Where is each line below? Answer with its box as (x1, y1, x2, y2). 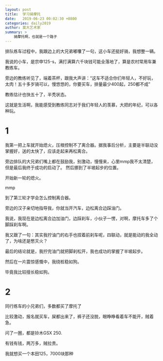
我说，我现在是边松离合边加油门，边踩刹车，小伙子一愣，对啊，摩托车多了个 (5, 215, 158, 221)
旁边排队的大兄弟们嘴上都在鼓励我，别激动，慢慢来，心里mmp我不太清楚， (5, 158, 156, 164)
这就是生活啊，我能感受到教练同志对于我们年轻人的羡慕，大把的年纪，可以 (5, 102, 154, 108)
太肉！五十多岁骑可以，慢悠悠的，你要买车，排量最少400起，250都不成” (5, 81, 150, 87)
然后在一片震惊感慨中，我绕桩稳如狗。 (5, 259, 81, 265)
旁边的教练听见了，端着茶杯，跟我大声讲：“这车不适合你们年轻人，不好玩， (5, 75, 156, 81)
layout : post (5, 7, 32, 12)
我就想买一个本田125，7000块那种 (5, 350, 74, 356)
